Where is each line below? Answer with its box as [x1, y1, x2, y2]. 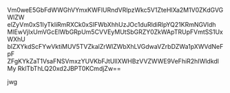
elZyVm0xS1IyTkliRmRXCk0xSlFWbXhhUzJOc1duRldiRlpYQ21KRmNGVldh [7, 21, 216, 28]
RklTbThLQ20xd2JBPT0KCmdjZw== [17, 65, 122, 72]
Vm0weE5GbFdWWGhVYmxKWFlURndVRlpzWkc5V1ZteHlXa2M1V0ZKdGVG [7, 6, 224, 14]
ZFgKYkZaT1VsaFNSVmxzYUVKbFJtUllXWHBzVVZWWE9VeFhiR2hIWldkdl [7, 57, 219, 65]
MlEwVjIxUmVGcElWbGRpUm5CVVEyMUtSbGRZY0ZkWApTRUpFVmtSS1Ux [7, 28, 224, 36]
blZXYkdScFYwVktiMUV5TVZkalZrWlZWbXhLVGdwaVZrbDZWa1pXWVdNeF [7, 43, 224, 50]
